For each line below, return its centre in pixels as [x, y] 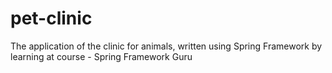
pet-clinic [51, 18]
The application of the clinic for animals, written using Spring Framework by [166, 46]
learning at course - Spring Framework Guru [101, 56]
